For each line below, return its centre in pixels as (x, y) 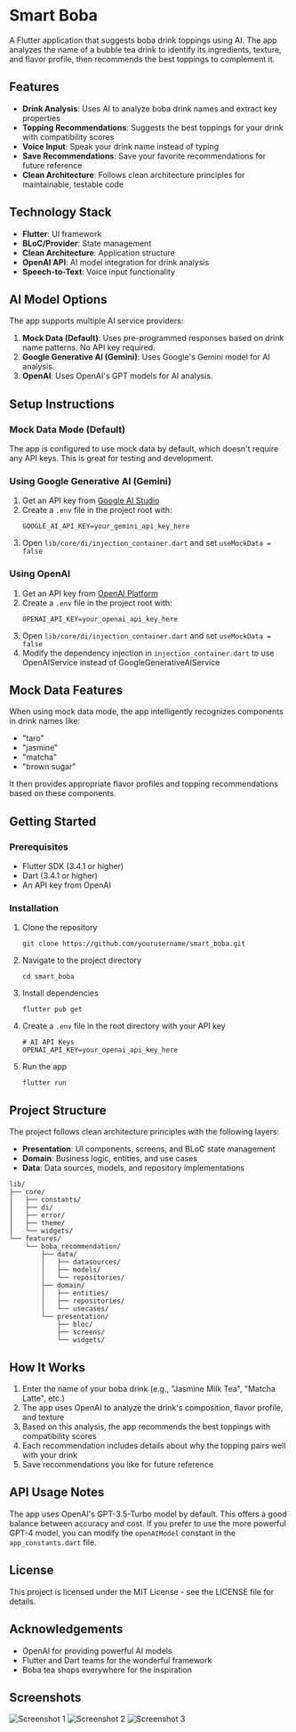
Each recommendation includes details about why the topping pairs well (154, 1446)
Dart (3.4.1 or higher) (60, 876)
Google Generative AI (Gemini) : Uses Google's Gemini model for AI (146, 357)
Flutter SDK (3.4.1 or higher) (73, 866)
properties (41, 118)
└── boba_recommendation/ (73, 1247)
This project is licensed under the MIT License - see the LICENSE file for (141, 1591)
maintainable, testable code (73, 184)
